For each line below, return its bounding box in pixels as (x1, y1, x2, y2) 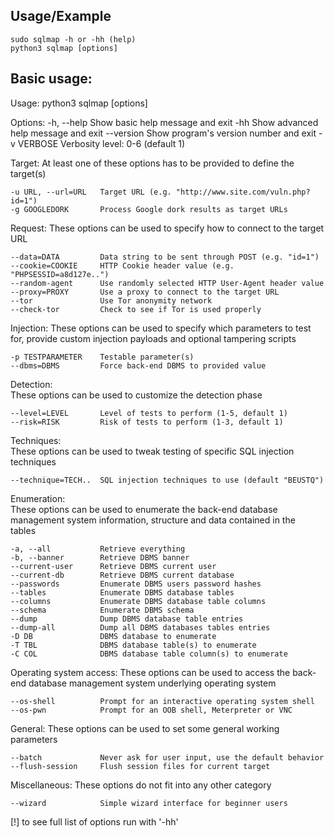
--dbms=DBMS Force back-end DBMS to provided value (10, 360, 267, 371)
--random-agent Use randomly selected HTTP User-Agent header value (10, 278, 325, 288)
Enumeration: (10, 492, 66, 504)
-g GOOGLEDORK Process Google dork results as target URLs (10, 204, 288, 214)
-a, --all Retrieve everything (10, 544, 186, 554)
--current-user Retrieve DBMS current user (10, 561, 217, 571)
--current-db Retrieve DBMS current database (10, 570, 235, 580)
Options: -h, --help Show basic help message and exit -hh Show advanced (10, 116, 319, 128)
